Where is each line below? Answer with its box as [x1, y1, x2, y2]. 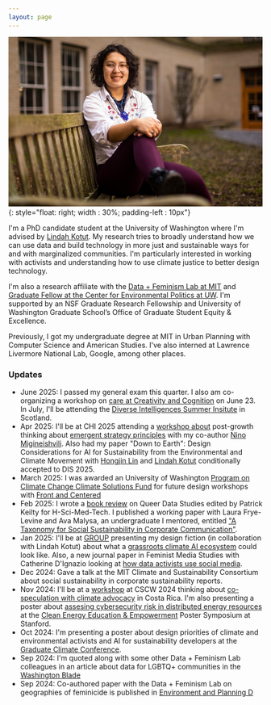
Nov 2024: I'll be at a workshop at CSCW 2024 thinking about [19, 584, 226, 594]
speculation [19, 593, 60, 602]
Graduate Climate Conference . [19, 644, 122, 654]
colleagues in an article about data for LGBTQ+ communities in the [19, 661, 241, 671]
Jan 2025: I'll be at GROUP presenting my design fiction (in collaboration [19, 533, 262, 543]
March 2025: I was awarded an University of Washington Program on [19, 472, 250, 482]
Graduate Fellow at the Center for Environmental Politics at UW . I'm [8, 290, 231, 300]
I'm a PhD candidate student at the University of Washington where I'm [8, 223, 244, 233]
